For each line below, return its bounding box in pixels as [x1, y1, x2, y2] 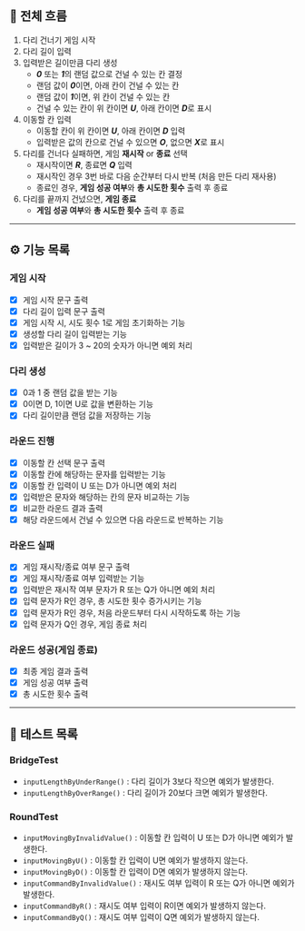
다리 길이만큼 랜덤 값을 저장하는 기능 [22, 410, 152, 421]
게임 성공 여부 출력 [22, 678, 89, 688]
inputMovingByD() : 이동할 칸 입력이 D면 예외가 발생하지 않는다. [22, 867, 248, 877]
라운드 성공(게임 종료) [9, 643, 98, 656]
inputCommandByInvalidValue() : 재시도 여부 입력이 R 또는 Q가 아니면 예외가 [22, 877, 295, 888]
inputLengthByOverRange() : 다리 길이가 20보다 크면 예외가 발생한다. [22, 787, 268, 797]
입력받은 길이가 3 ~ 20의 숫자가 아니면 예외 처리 [22, 340, 193, 351]
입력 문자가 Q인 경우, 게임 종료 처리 [22, 619, 148, 629]
